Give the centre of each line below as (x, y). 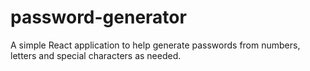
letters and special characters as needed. (96, 55)
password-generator (98, 17)
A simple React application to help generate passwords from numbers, (155, 45)
